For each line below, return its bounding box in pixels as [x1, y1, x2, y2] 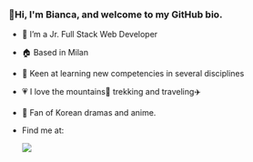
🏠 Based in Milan [21, 47, 88, 58]
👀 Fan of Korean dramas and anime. [21, 107, 157, 118]
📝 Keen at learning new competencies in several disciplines [21, 68, 245, 79]
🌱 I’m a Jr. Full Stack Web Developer [21, 29, 158, 40]
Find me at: [21, 125, 65, 136]
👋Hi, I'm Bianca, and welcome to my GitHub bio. [8, 8, 223, 21]
